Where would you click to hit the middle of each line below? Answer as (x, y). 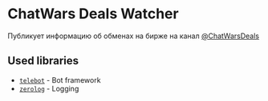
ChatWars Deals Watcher (93, 14)
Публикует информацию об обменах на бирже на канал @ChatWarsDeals (134, 36)
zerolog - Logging (49, 88)
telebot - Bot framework (60, 80)
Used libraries (43, 61)
